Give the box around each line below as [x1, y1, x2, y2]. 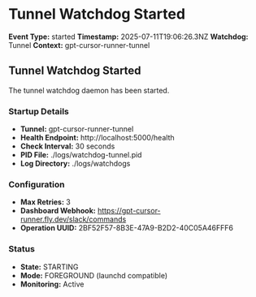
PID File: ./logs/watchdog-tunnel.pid [20, 150, 142, 160]
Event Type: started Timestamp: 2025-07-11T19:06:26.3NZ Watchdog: [8, 32, 249, 41]
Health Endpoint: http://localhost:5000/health [20, 133, 175, 143]
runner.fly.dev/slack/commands [20, 214, 127, 224]
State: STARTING [20, 261, 79, 272]
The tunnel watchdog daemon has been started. [8, 85, 170, 95]
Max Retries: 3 [20, 197, 71, 207]
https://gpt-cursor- [97, 206, 161, 216]
